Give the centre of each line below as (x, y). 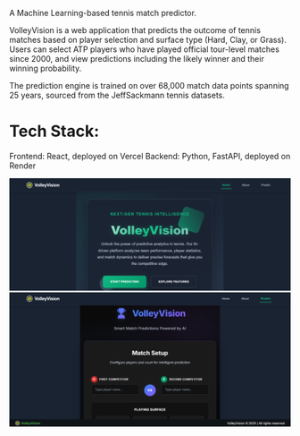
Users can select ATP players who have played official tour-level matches (144, 49)
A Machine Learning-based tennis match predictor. (103, 13)
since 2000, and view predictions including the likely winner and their (137, 59)
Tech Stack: (54, 131)
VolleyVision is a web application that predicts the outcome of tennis (135, 30)
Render (23, 166)
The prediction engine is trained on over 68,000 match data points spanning (149, 85)
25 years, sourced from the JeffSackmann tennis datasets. (117, 95)
